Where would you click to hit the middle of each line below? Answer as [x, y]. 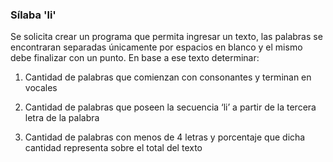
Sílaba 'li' [33, 15]
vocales [41, 88]
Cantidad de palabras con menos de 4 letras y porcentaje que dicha [165, 137]
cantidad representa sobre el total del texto [113, 148]
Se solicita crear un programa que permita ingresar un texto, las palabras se [166, 37]
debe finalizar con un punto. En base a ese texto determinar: [135, 58]
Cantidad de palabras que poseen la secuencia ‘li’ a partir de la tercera [170, 107]
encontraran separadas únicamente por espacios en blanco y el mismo [156, 47]
